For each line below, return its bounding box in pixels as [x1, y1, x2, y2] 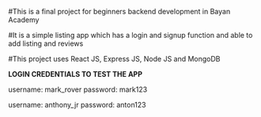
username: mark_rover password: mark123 [8, 85, 148, 94]
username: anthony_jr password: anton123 [8, 100, 146, 109]
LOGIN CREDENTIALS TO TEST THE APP [8, 70, 142, 78]
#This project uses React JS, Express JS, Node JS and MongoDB [8, 55, 221, 63]
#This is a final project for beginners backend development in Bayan [8, 7, 231, 16]
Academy [8, 15, 40, 25]
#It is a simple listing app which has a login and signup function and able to [8, 31, 253, 40]
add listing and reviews [8, 39, 84, 48]
